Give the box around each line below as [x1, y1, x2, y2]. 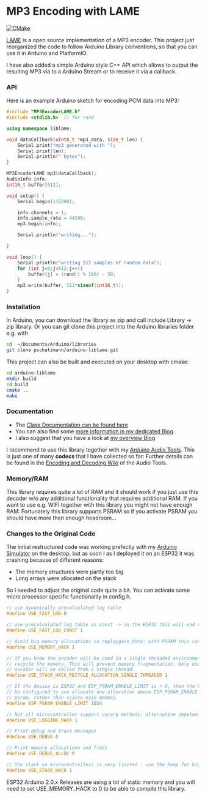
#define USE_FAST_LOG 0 [6, 611, 67, 617]
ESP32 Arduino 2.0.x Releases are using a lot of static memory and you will [6, 778, 195, 786]
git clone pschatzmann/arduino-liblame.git [6, 347, 119, 353]
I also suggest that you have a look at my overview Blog [15, 434, 156, 441]
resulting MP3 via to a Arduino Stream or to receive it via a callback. [6, 67, 177, 75]
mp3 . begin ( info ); [17, 221, 62, 227]
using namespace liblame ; [6, 125, 72, 132]
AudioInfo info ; [6, 176, 48, 182]
